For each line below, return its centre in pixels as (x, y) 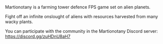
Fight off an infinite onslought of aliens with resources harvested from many (81, 16)
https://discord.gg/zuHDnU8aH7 (38, 36)
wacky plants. (19, 22)
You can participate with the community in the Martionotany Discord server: (81, 31)
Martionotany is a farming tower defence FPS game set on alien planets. (78, 7)
